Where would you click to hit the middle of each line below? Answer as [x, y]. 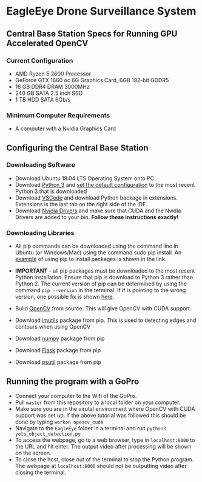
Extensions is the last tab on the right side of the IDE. [81, 204]
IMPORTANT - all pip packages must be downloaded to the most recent [105, 271]
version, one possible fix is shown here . [65, 297]
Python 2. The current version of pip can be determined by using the [101, 284]
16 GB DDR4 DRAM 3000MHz [52, 86]
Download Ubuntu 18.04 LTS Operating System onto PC [85, 178]
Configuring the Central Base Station [77, 148]
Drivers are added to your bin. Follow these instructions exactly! [97, 217]
